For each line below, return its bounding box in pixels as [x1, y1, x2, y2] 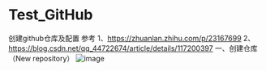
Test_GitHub [8, 6, 93, 24]
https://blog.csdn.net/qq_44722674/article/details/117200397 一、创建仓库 [8, 43, 258, 53]
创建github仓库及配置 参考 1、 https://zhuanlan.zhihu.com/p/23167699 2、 [8, 33, 255, 43]
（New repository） [8, 53, 75, 63]
